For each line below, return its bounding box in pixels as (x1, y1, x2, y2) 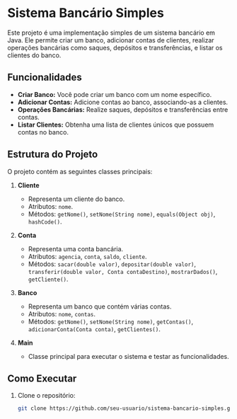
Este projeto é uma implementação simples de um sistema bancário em (7, 28, 216, 37)
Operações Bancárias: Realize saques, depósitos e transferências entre (17, 105, 229, 114)
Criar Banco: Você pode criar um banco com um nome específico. (17, 90, 212, 98)
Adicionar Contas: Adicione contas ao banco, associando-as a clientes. (17, 98, 229, 106)
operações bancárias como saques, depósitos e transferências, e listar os (7, 43, 223, 52)
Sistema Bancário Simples (7, 5, 164, 21)
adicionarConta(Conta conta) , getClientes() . (28, 324, 161, 333)
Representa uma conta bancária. (28, 244, 124, 253)
